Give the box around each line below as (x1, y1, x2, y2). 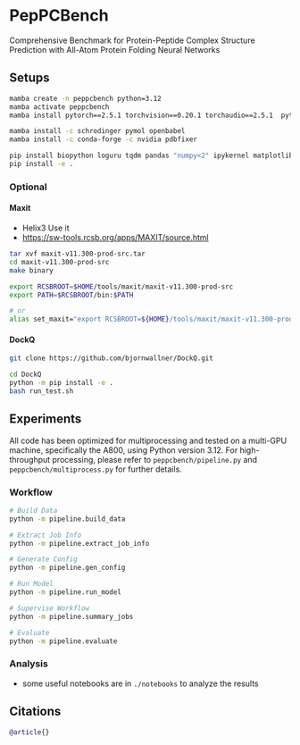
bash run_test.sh (9, 386, 74, 396)
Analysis (9, 657, 49, 670)
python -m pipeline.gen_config (9, 564, 126, 573)
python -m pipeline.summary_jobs (9, 612, 134, 621)
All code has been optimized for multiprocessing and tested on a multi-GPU (9, 435, 287, 446)
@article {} (9, 727, 50, 737)
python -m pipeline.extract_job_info (9, 539, 150, 548)
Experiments (9, 412, 82, 427)
